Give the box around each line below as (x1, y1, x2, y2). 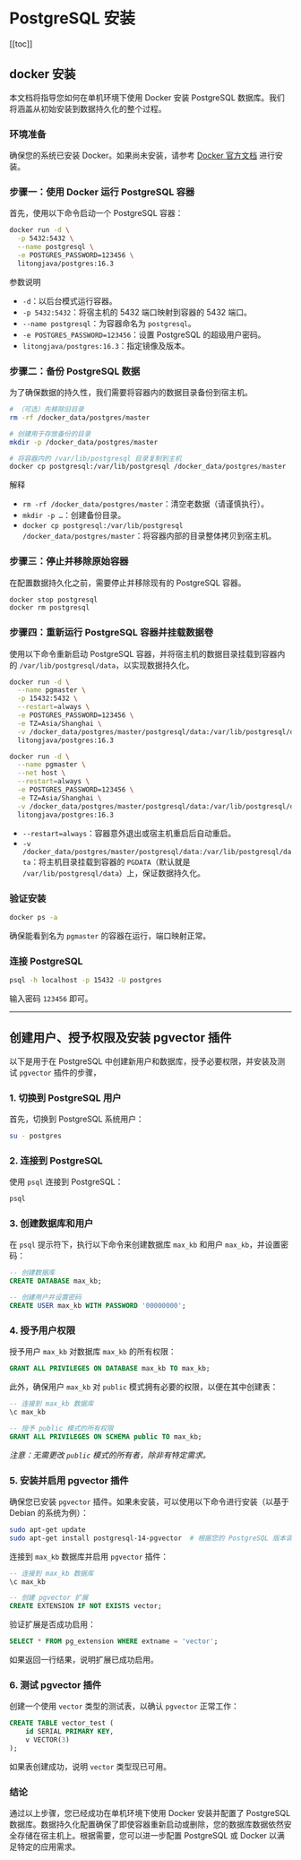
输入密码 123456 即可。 (9, 992, 93, 1004)
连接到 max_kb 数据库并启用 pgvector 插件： (9, 1551, 168, 1562)
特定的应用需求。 (16, 1841, 81, 1852)
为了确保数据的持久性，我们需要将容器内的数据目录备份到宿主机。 (9, 387, 253, 398)
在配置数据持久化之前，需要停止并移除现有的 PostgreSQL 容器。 (9, 577, 246, 588)
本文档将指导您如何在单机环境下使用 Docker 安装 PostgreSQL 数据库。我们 (9, 91, 285, 103)
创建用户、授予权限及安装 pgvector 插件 (9, 1030, 232, 1045)
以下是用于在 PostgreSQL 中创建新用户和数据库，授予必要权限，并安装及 (9, 1055, 278, 1067)
